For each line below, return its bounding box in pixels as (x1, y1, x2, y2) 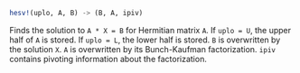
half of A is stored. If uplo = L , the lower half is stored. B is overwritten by (9, 34, 281, 45)
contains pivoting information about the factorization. (9, 53, 208, 64)
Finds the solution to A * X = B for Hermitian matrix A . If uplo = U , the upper (9, 24, 292, 35)
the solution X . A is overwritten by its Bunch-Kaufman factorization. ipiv (9, 43, 276, 54)
